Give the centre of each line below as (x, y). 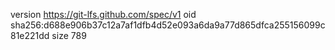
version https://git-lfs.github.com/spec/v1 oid (103, 14)
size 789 (69, 35)
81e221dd (30, 35)
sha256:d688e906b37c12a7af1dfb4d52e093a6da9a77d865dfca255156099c (168, 25)
